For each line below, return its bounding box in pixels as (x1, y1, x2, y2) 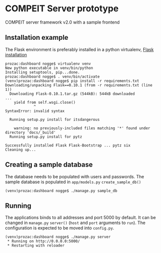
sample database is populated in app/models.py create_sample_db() (5, 179, 141, 185)
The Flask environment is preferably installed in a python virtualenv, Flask (5, 46, 154, 52)
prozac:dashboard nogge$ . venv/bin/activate (5, 74, 100, 79)
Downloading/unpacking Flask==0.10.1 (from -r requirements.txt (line (5, 83, 153, 87)
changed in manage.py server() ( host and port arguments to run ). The (5, 220, 146, 226)
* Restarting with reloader (7, 243, 65, 248)
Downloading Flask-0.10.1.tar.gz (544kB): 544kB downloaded (9, 91, 135, 96)
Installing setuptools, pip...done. (5, 70, 80, 75)
